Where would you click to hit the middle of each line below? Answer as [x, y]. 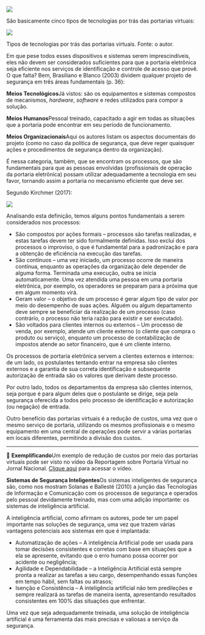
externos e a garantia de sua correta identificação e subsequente [88, 369]
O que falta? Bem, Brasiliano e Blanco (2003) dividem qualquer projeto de [99, 75]
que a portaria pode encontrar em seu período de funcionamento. [89, 125]
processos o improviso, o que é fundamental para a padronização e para [106, 247]
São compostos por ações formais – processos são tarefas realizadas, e [106, 234]
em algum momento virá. [46, 292]
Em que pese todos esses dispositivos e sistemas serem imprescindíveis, [99, 56]
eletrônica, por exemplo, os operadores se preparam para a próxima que [106, 286]
